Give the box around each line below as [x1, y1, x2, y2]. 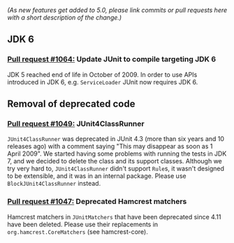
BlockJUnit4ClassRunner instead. [7, 179, 101, 188]
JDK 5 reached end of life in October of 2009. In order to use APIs [7, 70, 198, 79]
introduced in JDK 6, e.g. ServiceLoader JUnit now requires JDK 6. [7, 78, 198, 86]
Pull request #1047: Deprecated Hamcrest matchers [7, 197, 187, 207]
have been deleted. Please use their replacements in [7, 220, 159, 228]
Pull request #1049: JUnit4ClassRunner [7, 119, 145, 128]
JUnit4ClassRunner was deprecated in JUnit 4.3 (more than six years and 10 [7, 135, 225, 143]
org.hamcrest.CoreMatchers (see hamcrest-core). [7, 227, 148, 236]
